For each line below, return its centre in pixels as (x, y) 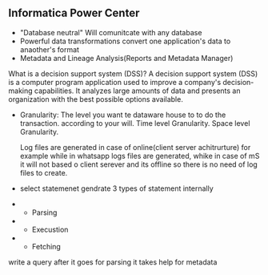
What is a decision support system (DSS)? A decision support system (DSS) (133, 73)
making (21, 91)
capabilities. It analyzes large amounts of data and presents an (137, 91)
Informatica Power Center (74, 13)
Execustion (50, 229)
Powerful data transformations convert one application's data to (125, 41)
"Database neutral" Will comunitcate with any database (111, 32)
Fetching (46, 246)
